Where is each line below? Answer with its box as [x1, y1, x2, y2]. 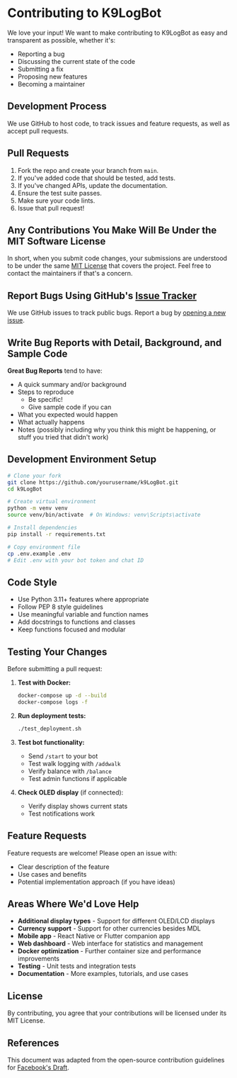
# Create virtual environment [7, 498, 97, 505]
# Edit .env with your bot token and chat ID [7, 556, 144, 564]
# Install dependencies [7, 524, 78, 532]
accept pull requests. [7, 126, 69, 135]
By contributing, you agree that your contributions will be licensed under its [7, 1009, 227, 1018]
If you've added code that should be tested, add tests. [17, 174, 175, 182]
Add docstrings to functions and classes [17, 618, 136, 627]
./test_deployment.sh [17, 725, 81, 732]
